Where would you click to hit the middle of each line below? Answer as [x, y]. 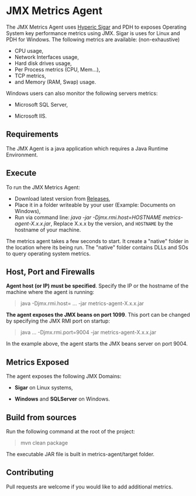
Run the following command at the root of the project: [71, 431]
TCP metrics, [30, 76]
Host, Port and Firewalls [51, 271]
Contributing [30, 473]
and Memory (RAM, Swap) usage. [55, 82]
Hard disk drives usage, [43, 63]
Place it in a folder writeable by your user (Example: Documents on [95, 205]
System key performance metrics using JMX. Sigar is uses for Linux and [93, 33]
